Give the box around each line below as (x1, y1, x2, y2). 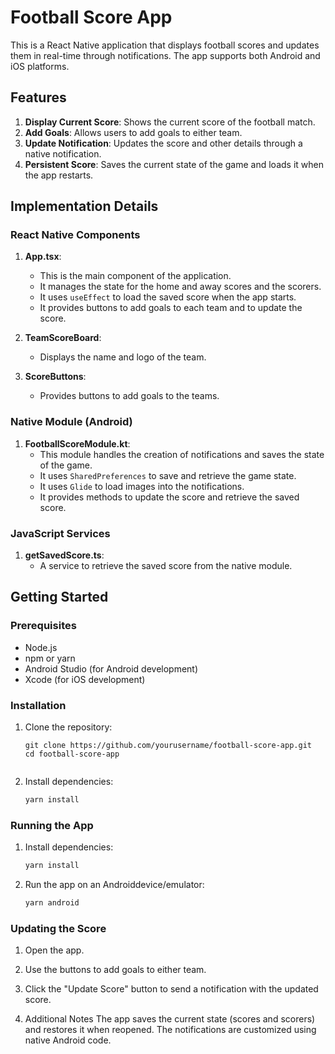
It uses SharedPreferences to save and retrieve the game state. (39, 469, 297, 481)
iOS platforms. (10, 60, 70, 72)
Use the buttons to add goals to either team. (24, 964, 207, 976)
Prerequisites (10, 619, 77, 633)
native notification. (24, 147, 102, 160)
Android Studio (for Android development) (24, 662, 199, 675)
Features (10, 89, 67, 106)
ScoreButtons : (24, 371, 87, 383)
